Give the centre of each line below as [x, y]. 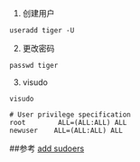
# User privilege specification [70, 115]
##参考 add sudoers [47, 148]
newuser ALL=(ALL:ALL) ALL [66, 130]
